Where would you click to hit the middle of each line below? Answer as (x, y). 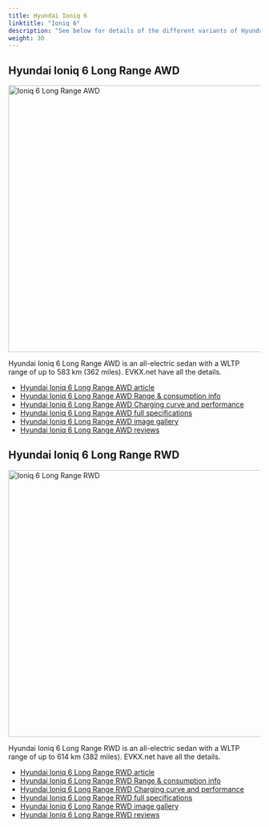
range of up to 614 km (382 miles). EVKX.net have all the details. (114, 757)
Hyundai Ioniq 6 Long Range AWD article (87, 387)
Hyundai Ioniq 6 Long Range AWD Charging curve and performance (132, 404)
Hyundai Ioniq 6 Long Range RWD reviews (90, 814)
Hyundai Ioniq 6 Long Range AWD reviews (90, 430)
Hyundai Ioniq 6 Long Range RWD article (87, 772)
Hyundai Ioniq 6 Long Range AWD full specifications (106, 413)
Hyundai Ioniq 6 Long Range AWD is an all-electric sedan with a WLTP (124, 363)
